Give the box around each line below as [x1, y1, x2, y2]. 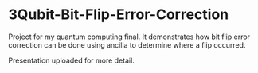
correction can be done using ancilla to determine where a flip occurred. [8, 40, 246, 49]
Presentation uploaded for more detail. [8, 56, 135, 65]
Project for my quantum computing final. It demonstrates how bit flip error [8, 32, 251, 41]
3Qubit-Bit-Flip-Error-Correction [8, 6, 229, 24]
